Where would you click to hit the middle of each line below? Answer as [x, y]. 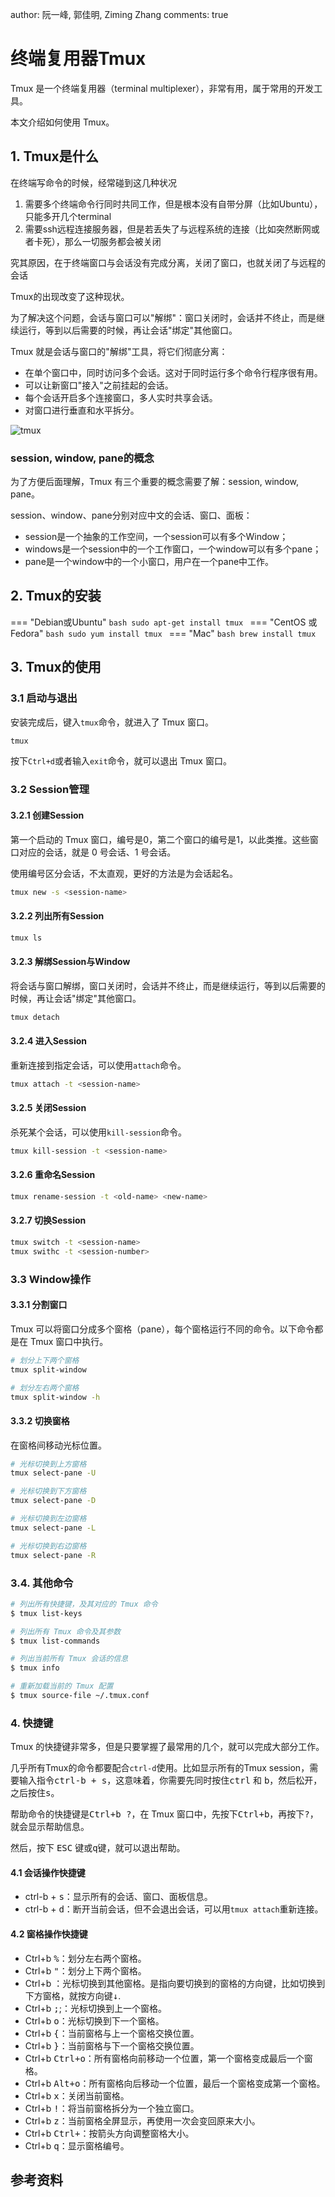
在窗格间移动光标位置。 [58, 1445]
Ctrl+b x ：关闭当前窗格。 [77, 2095]
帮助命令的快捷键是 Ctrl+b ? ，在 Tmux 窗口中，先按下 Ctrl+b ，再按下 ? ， [164, 1814]
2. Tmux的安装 [56, 596]
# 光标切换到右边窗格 [48, 1546]
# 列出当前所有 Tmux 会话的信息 [69, 1659]
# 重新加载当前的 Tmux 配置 [62, 1686]
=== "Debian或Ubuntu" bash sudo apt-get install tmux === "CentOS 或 [164, 622]
